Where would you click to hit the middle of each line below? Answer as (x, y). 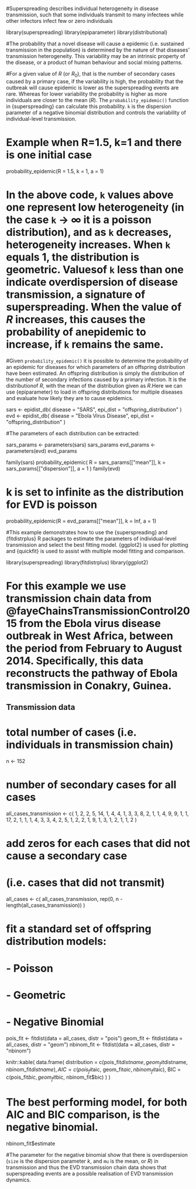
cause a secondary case (67, 856)
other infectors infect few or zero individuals (59, 21)
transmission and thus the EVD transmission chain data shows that (86, 1167)
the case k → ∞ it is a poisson (79, 220)
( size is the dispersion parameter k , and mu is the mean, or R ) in (82, 1161)
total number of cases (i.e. (71, 732)
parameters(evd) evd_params (42, 450)
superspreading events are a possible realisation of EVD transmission (90, 1174)
